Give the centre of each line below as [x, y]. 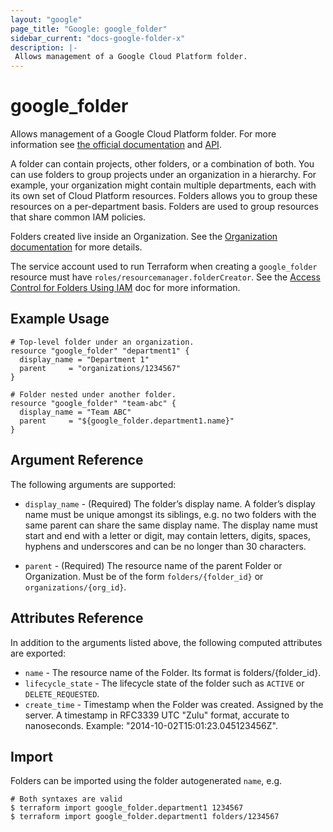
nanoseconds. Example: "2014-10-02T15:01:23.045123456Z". [151, 725]
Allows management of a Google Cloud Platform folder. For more [143, 134]
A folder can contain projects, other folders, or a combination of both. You [162, 164]
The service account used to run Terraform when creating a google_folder [164, 267]
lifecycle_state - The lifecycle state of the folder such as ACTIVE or [164, 683]
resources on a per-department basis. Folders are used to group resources [164, 207]
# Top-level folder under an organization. [102, 342]
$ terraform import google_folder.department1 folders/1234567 [145, 817]
